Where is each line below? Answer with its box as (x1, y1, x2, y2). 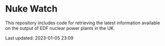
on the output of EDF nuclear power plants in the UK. (5, 25, 115, 31)
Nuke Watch (5, 3, 58, 15)
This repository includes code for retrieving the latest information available (5, 20, 160, 26)
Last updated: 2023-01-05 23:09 (5, 35, 74, 41)
